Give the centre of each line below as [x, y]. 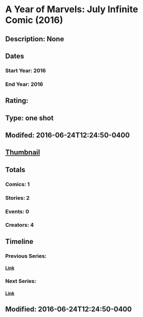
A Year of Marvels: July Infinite [72, 9]
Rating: [17, 101]
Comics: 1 [17, 184]
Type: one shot [29, 118]
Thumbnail [23, 153]
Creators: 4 [20, 225]
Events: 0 [17, 211]
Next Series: [21, 281]
